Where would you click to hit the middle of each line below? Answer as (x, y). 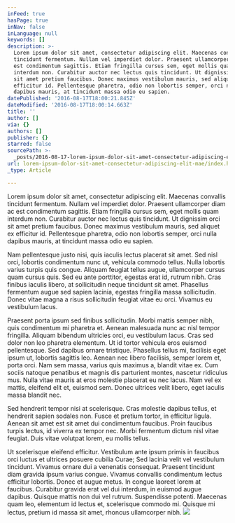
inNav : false (26, 27)
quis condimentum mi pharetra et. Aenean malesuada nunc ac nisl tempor (114, 327)
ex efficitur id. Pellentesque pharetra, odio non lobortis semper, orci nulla (112, 233)
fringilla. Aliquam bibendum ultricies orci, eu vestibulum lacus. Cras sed (111, 335)
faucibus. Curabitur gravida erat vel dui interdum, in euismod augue (105, 489)
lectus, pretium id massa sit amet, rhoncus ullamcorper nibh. (94, 512)
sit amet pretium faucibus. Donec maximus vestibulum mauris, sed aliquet (114, 226)
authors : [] (24, 131)
